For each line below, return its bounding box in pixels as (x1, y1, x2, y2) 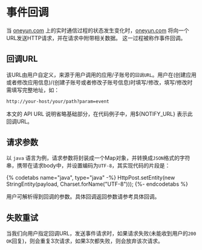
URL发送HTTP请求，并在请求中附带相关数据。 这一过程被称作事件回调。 (6, 34, 186, 41)
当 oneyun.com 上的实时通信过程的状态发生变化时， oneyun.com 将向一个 (6, 27, 189, 34)
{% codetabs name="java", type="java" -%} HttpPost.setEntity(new (6, 174, 175, 181)
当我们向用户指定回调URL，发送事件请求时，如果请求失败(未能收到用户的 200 (6, 230, 197, 237)
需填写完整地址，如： (6, 86, 59, 93)
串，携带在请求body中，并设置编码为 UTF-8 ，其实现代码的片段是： (6, 162, 171, 169)
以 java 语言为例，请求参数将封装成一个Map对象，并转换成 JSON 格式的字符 (6, 154, 191, 161)
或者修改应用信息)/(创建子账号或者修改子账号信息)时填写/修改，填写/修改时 (6, 78, 193, 86)
